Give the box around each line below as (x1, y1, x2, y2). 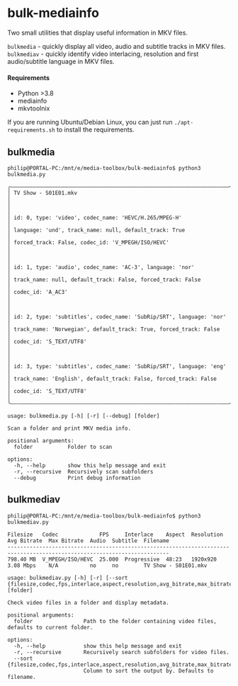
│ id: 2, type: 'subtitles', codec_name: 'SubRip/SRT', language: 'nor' (7, 313, 227, 320)
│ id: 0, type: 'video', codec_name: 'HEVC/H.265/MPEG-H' (7, 214, 182, 221)
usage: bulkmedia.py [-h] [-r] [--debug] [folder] (7, 412, 160, 419)
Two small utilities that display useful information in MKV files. (7, 28, 188, 37)
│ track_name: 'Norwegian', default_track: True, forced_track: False (7, 326, 220, 333)
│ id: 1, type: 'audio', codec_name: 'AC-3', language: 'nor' (7, 263, 195, 270)
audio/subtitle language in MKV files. (7, 57, 115, 65)
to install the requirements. (56, 125, 135, 134)
